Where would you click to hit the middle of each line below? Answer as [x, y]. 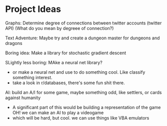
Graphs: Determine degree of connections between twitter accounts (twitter [83, 23]
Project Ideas [33, 9]
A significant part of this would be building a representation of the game [86, 107]
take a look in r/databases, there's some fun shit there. [68, 83]
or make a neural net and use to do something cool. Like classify [79, 72]
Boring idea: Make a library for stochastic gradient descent [66, 53]
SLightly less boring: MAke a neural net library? [54, 62]
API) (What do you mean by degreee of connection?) [59, 28]
